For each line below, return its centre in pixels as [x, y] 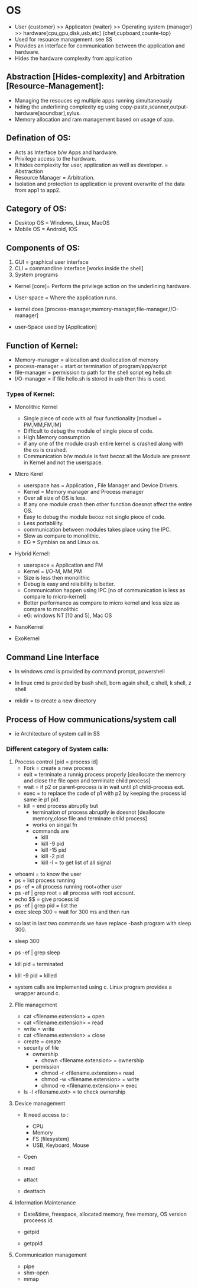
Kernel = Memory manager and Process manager [84, 492]
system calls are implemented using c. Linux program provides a [93, 987]
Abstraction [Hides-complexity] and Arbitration [95, 77]
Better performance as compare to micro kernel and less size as [102, 603]
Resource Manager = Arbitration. [55, 177]
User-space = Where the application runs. [66, 298]
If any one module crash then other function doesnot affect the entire [108, 504]
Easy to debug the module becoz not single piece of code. [95, 517]
